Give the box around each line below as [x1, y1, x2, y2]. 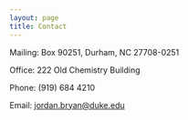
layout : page [9, 13, 59, 23]
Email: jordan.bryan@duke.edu [9, 99, 125, 110]
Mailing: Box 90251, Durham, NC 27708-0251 [9, 46, 180, 57]
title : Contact [9, 22, 68, 31]
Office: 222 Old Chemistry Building [9, 65, 141, 75]
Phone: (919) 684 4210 [9, 82, 96, 93]
